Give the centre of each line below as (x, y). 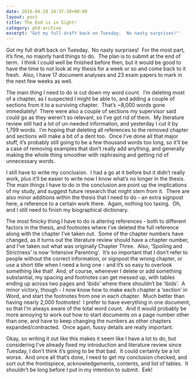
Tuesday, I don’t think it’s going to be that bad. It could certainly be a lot (93, 351)
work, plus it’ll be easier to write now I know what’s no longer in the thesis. (96, 179)
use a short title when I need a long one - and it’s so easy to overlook (89, 265)
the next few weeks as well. (39, 81)
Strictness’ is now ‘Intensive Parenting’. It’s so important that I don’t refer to (97, 252)
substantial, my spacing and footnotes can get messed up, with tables (90, 278)
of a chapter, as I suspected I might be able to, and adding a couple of (90, 99)
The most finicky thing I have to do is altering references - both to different (96, 221)
